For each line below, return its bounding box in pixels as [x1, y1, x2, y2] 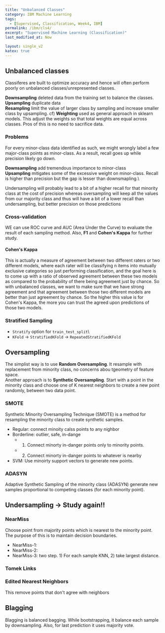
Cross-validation [5, 213, 46, 220]
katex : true [5, 48, 30, 54]
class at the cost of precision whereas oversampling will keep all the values [5, 190, 159, 196]
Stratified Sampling [5, 317, 53, 324]
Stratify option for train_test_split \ [12, 328, 90, 335]
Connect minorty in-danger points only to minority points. [27, 442, 144, 448]
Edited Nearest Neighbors [5, 578, 69, 585]
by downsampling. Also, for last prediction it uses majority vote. [5, 622, 134, 628]
